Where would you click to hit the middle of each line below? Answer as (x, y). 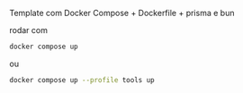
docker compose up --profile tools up (82, 80)
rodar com (28, 30)
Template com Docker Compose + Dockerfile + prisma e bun (122, 13)
